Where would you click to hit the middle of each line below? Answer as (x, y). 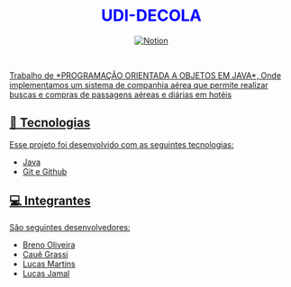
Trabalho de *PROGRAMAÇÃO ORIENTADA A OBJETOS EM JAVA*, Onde (145, 75)
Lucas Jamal (46, 273)
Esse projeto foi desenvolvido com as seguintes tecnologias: (122, 144)
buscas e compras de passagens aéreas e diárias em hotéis (121, 94)
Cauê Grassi (45, 254)
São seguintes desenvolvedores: (70, 227)
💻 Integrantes (50, 201)
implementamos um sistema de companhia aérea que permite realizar (139, 85)
